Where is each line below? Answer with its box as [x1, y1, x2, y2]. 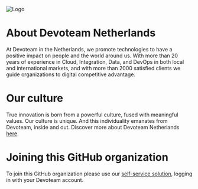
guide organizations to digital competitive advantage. [6, 71, 136, 78]
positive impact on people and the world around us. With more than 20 [6, 52, 178, 59]
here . [6, 130, 19, 137]
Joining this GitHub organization [6, 151, 168, 164]
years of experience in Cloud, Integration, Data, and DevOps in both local [6, 58, 184, 65]
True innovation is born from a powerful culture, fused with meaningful [6, 111, 178, 118]
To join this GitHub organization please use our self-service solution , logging [6, 170, 193, 177]
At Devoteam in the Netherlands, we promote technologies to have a [6, 45, 173, 53]
